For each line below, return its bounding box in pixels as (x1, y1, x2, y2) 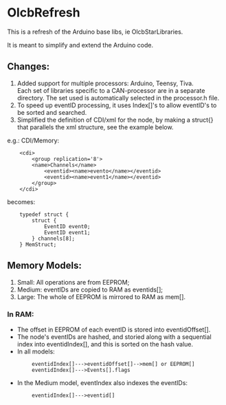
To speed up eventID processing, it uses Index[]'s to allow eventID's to (16, 101, 217, 109)
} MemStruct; (19, 241, 57, 248)
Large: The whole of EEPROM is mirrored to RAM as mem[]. (16, 292, 186, 300)
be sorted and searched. (16, 108, 87, 116)
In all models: (16, 347, 55, 355)
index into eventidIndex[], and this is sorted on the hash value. (16, 340, 194, 348)
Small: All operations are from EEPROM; (16, 278, 130, 286)
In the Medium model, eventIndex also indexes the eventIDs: (16, 378, 188, 386)
